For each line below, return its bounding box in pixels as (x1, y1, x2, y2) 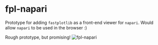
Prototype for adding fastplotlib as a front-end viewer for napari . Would (5, 20, 154, 25)
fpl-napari (5, 3, 48, 15)
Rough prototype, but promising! (5, 34, 71, 40)
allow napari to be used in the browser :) (5, 24, 87, 30)
